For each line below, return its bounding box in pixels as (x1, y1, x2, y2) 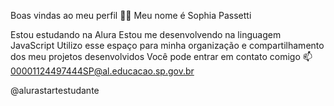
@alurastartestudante (10, 85, 100, 96)
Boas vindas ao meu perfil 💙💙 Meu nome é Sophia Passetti (10, 10, 252, 21)
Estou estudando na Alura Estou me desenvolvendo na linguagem (10, 29, 282, 40)
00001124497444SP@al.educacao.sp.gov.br (10, 65, 195, 77)
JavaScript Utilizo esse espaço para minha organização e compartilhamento (10, 40, 325, 51)
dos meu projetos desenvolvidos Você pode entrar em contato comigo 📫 (10, 51, 313, 62)
